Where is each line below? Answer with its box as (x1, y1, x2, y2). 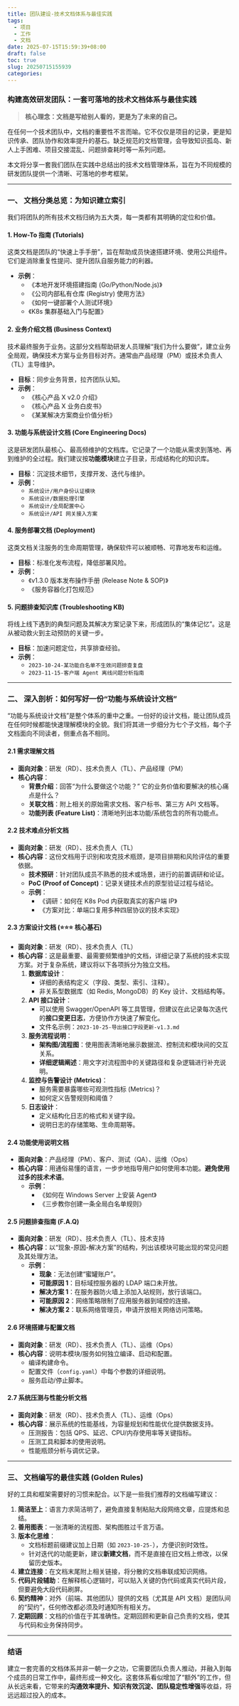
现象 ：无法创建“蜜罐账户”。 (38, 1270, 119, 1278)
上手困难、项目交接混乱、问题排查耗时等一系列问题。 (13, 145, 169, 154)
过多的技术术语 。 (17, 1173, 68, 1182)
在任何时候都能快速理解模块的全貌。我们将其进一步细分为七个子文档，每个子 (7, 720, 232, 729)
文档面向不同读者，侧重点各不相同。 (7, 729, 114, 738)
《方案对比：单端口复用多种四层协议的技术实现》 (38, 905, 183, 914)
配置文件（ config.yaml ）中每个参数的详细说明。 (28, 1367, 170, 1375)
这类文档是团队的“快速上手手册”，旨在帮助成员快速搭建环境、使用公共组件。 (7, 248, 231, 256)
